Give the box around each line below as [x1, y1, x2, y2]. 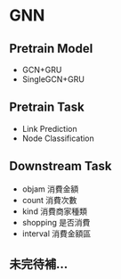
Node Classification [21, 133, 95, 144]
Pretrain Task [9, 100, 85, 115]
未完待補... [9, 257, 69, 272]
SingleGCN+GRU [21, 74, 85, 85]
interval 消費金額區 [21, 228, 92, 239]
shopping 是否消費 [21, 217, 91, 227]
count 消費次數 [21, 194, 77, 205]
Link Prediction [21, 123, 77, 134]
